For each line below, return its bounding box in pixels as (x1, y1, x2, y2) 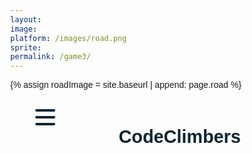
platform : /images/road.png (10, 33, 128, 43)
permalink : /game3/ (10, 52, 91, 62)
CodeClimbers (118, 126, 241, 148)
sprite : (10, 42, 43, 53)
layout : (10, 14, 43, 25)
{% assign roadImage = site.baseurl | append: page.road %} (10, 79, 242, 91)
